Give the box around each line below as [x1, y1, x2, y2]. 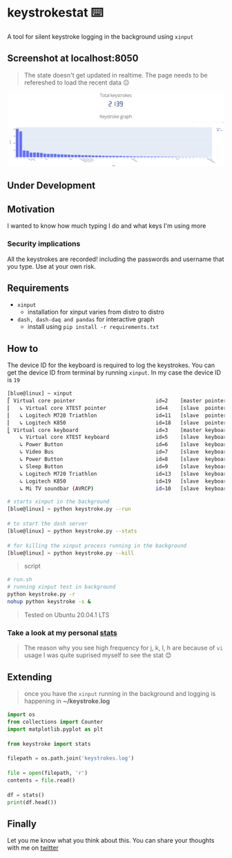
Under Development [7, 180, 95, 192]
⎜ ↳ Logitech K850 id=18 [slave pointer [7, 419, 227, 426]
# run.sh [7, 576, 32, 583]
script [23, 562, 41, 571]
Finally [7, 818, 37, 830]
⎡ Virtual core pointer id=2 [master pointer [7, 397, 227, 404]
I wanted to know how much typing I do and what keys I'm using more [7, 222, 206, 230]
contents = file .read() [7, 776, 76, 784]
